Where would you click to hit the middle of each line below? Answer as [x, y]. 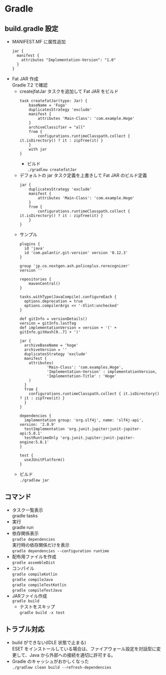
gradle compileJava [32, 579]
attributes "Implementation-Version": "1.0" [69, 60]
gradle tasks [25, 515]
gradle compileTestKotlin [39, 585]
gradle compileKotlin [34, 574]
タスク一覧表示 [27, 510]
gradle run [23, 527]
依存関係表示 [25, 533]
